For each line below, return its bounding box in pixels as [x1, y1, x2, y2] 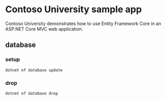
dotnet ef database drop [5, 91, 58, 96]
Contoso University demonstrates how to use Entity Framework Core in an [5, 20, 161, 27]
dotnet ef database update [5, 67, 63, 72]
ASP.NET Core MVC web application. [5, 26, 83, 32]
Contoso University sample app [5, 4, 142, 15]
